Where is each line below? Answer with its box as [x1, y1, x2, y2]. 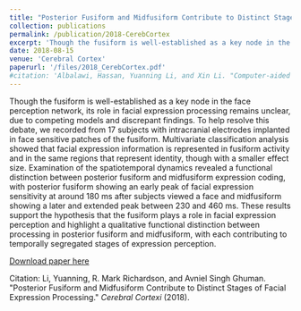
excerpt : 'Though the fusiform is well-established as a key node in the [9, 38, 291, 47]
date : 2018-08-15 [9, 46, 74, 55]
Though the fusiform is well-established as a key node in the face [9, 96, 251, 106]
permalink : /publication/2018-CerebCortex [9, 29, 170, 38]
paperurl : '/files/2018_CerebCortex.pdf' [9, 63, 167, 72]
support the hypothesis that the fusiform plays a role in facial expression [9, 209, 277, 220]
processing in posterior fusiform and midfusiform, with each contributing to [9, 229, 288, 240]
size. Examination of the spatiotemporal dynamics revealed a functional [9, 162, 273, 172]
